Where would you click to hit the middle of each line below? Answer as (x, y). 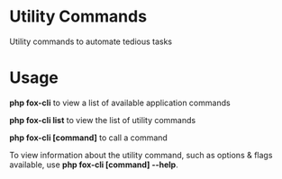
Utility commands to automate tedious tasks (91, 41)
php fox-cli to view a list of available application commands (120, 103)
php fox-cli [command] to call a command (89, 138)
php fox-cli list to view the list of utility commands (103, 120)
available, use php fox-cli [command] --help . (94, 165)
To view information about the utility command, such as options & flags (141, 155)
